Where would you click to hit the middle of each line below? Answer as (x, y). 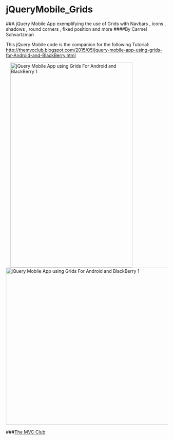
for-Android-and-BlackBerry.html (41, 55)
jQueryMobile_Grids (49, 9)
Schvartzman (20, 34)
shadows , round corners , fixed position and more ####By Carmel (76, 29)
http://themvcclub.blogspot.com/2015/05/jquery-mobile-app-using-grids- (84, 50)
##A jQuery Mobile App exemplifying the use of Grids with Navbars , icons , (86, 24)
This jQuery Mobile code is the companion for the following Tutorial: (78, 44)
